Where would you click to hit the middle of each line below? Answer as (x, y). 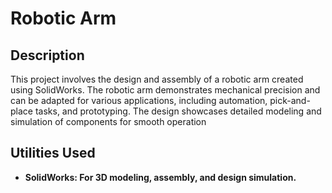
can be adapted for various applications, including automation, (139, 100)
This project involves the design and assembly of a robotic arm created (157, 79)
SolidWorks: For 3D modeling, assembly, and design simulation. (160, 177)
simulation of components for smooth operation (108, 121)
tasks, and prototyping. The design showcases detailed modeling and (178, 111)
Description (47, 55)
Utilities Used (53, 153)
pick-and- (290, 100)
